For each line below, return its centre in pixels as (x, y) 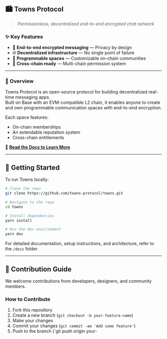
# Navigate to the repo (30, 202)
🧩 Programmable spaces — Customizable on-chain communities (79, 58)
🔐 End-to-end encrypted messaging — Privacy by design (72, 48)
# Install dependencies (30, 216)
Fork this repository (32, 310)
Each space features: (27, 117)
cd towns (14, 207)
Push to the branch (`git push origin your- (55, 331)
